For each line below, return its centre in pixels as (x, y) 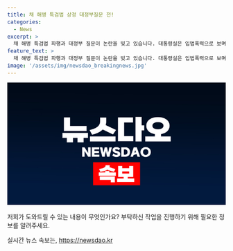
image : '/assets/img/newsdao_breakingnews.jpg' (77, 66)
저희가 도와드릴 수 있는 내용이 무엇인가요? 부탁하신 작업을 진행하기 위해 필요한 (112, 217)
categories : (24, 22)
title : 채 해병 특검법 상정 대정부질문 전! (61, 15)
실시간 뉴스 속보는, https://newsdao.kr (60, 240)
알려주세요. (35, 225)
